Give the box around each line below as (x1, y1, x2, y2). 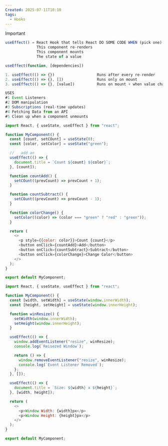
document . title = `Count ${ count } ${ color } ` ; (14, 160, 111, 165)
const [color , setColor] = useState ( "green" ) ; (9, 141, 108, 146)
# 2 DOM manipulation (5, 100, 48, 105)
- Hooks (9, 17, 26, 22)
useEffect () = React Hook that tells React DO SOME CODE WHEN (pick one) (5, 40, 162, 45)
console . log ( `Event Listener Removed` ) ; (18, 362, 104, 367)
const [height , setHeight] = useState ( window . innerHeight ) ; (9, 302, 137, 308)
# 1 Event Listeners (5, 95, 46, 100)
